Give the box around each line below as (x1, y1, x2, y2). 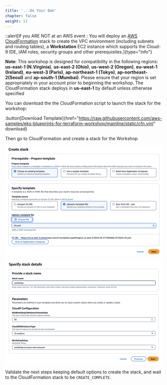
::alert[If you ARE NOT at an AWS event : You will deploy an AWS (5, 33, 138, 39)
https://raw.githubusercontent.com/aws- (79, 115, 162, 121)
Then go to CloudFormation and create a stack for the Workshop (5, 136, 138, 142)
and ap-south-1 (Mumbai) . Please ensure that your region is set (24, 75, 157, 81)
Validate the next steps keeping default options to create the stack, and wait (5, 369, 162, 375)
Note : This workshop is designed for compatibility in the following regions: (5, 59, 159, 65)
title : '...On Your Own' (5, 8, 57, 13)
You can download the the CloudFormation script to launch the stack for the (5, 100, 161, 106)
